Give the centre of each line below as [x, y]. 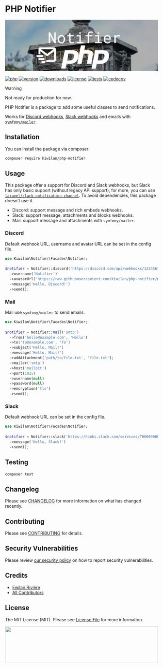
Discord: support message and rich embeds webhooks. [67, 210]
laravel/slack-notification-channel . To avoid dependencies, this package [81, 195]
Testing [17, 462]
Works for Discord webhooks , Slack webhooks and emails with [68, 116]
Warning [13, 88]
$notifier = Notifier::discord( [38, 269]
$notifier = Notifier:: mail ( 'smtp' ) [42, 332]
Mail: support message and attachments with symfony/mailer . [73, 221]
